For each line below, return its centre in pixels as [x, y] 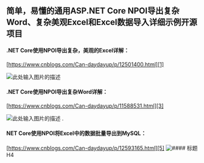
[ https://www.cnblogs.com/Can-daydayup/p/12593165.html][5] [85, 148]
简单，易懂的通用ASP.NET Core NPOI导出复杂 [93, 11]
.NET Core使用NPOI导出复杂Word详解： [57, 92]
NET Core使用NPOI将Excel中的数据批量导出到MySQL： [76, 133]
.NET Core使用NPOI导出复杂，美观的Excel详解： [68, 50]
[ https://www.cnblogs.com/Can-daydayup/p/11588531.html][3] [85, 106]
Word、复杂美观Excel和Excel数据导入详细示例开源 [102, 22]
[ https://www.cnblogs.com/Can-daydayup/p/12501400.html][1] [85, 64]
